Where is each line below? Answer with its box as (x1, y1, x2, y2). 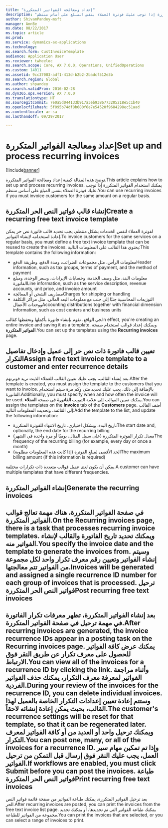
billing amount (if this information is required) (12, 454, 106, 460)
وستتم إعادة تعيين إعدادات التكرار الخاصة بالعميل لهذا (5, 697, 151, 705)
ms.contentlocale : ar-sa (5, 109, 57, 115)
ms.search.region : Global (5, 77, 59, 82)
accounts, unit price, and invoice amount (12, 285, 97, 291)
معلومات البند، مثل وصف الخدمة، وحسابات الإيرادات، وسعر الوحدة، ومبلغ (12, 275, 148, 281)
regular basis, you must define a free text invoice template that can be (5, 239, 150, 245)
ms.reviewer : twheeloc (5, 58, 53, 63)
